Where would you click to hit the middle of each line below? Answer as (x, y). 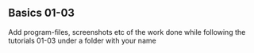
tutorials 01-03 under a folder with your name (82, 40)
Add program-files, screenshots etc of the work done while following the (127, 32)
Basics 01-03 (42, 13)
